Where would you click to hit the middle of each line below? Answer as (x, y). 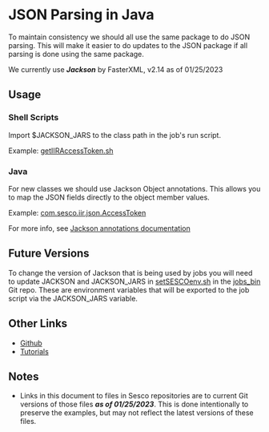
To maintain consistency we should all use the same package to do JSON (129, 37)
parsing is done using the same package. (76, 54)
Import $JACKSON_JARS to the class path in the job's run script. (115, 135)
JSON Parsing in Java (81, 15)
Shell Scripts (34, 118)
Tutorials (34, 351)
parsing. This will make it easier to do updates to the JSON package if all (128, 45)
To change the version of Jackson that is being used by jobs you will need (130, 273)
